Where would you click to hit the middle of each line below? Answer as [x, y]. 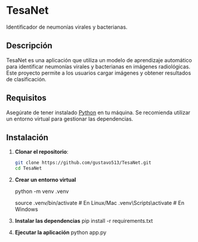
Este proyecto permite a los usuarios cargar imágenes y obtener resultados [99, 73]
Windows [26, 209]
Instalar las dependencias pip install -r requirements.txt [84, 221]
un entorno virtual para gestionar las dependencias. [70, 119]
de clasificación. [26, 79]
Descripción [29, 46]
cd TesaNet [28, 169]
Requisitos [26, 98]
